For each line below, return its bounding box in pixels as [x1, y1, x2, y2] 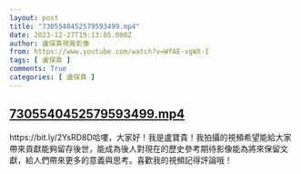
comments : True [9, 65, 67, 74]
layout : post [9, 13, 59, 23]
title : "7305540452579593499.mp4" [9, 22, 141, 31]
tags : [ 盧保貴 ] [9, 56, 71, 65]
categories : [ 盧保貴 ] [9, 73, 95, 82]
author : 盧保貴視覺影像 [9, 38, 90, 48]
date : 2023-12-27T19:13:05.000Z [9, 30, 132, 39]
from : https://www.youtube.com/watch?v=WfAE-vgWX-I [9, 47, 209, 56]
